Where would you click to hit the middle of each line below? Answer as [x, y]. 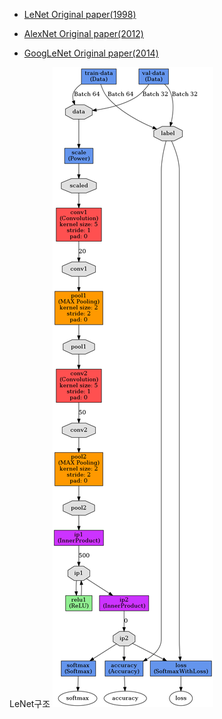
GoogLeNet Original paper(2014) [91, 53]
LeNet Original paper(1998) [80, 14]
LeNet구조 [30, 703]
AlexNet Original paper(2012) [83, 33]
